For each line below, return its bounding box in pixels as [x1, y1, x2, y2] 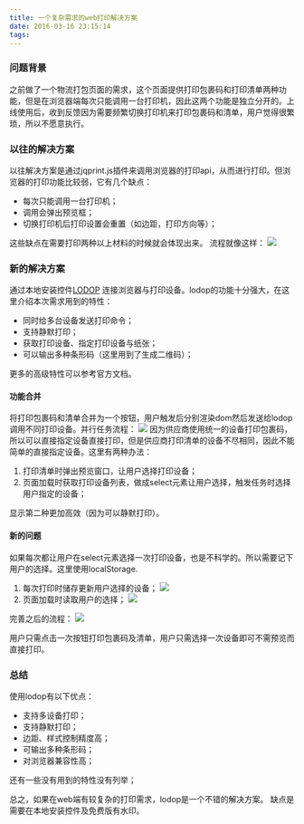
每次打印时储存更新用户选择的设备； [22, 582, 158, 593]
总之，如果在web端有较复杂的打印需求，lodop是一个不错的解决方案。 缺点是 [9, 793, 295, 804]
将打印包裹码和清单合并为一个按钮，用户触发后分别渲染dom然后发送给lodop [9, 413, 293, 424]
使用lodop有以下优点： [9, 690, 95, 702]
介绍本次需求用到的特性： [16, 296, 113, 307]
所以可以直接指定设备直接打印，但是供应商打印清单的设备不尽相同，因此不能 [9, 436, 295, 446]
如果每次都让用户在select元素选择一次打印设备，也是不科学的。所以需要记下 [9, 551, 294, 562]
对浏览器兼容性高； [22, 755, 95, 766]
